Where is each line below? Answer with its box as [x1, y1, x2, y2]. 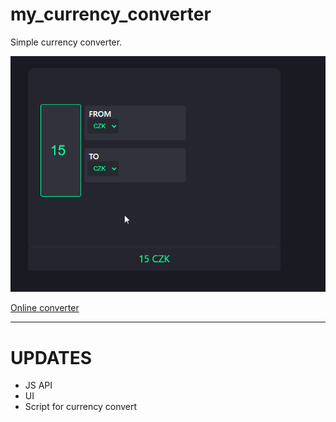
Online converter [10, 302, 80, 314]
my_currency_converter [10, 3, 212, 26]
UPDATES [10, 346, 93, 369]
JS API [24, 379, 53, 392]
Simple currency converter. [10, 36, 123, 48]
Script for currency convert [24, 401, 138, 413]
